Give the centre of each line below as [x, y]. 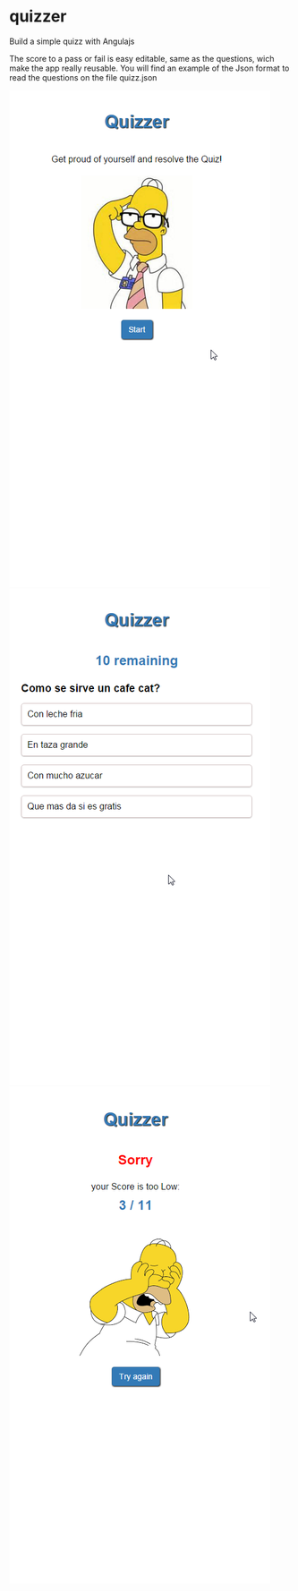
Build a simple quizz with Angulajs [72, 41]
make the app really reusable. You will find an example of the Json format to [149, 68]
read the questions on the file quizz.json [83, 77]
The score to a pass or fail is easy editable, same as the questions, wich [142, 58]
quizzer [38, 17]
